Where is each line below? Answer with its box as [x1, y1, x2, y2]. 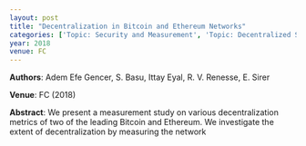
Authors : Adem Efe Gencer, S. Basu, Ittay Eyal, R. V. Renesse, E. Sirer [9, 72, 270, 83]
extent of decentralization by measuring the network [9, 126, 207, 137]
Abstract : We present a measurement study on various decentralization [9, 107, 280, 118]
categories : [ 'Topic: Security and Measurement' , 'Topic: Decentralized [9, 30, 291, 39]
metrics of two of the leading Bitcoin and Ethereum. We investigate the [9, 117, 275, 128]
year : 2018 [9, 38, 51, 48]
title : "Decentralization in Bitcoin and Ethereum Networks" [9, 22, 247, 31]
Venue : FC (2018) [9, 90, 76, 101]
